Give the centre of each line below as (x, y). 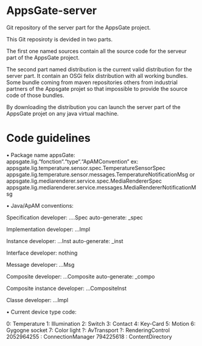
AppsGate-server (52, 11)
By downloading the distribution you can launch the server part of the (93, 107)
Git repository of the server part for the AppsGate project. (78, 27)
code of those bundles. (35, 95)
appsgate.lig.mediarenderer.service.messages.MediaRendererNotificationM (101, 187)
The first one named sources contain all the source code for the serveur (96, 51)
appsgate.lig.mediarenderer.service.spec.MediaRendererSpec (84, 181)
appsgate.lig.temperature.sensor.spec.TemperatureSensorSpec (86, 168)
